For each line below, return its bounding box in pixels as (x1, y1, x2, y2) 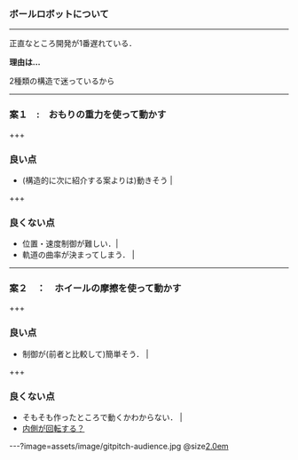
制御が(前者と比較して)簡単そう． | (21, 348, 149, 359)
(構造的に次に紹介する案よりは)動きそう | (21, 175, 173, 186)
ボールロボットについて (9, 7, 109, 20)
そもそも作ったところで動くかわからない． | (21, 412, 184, 423)
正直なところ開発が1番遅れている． (9, 38, 137, 49)
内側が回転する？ (21, 424, 85, 434)
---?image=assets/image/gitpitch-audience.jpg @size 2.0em (9, 441, 229, 452)
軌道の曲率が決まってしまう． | (21, 250, 136, 260)
